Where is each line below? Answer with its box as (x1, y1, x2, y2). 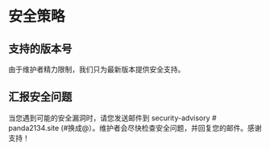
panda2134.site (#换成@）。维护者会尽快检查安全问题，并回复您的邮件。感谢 (8, 123, 262, 132)
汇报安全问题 (8, 90, 73, 104)
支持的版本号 (8, 42, 73, 55)
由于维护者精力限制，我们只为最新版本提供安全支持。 (8, 65, 185, 74)
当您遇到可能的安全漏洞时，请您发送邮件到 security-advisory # (8, 113, 217, 123)
